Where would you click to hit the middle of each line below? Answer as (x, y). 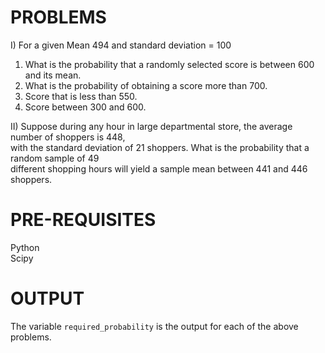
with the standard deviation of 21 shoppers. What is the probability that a (160, 147)
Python (25, 247)
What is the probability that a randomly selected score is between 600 (169, 64)
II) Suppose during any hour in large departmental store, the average (151, 126)
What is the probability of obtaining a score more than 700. (146, 85)
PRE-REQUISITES (83, 220)
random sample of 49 (55, 158)
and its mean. (53, 75)
